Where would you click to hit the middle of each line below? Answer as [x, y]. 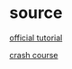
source [36, 13]
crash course [34, 55]
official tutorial [36, 38]
